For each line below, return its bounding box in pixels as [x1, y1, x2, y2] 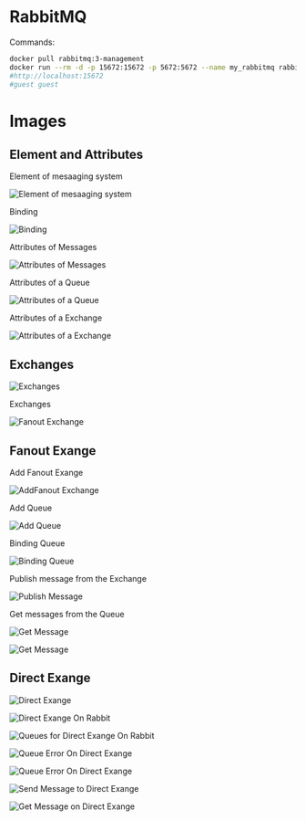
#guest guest [9, 79, 59, 89]
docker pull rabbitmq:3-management [9, 54, 145, 63]
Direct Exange [9, 670, 91, 686]
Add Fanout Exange [9, 468, 84, 479]
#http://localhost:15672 [9, 71, 104, 80]
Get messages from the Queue [9, 609, 125, 620]
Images [9, 111, 66, 132]
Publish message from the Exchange [9, 574, 148, 584]
